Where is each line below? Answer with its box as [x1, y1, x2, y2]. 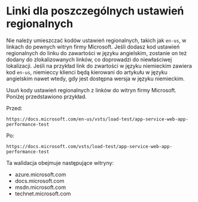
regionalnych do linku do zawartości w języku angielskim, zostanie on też [6, 49, 187, 56]
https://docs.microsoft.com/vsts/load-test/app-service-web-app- [6, 143, 172, 149]
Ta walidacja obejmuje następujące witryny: [6, 159, 114, 166]
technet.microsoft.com [14, 190, 71, 197]
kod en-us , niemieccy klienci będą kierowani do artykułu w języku [6, 68, 167, 76]
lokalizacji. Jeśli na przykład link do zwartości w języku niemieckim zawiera [6, 62, 193, 70]
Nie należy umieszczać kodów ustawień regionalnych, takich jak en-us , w [6, 37, 187, 44]
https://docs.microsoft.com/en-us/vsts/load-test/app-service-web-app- [6, 116, 188, 122]
